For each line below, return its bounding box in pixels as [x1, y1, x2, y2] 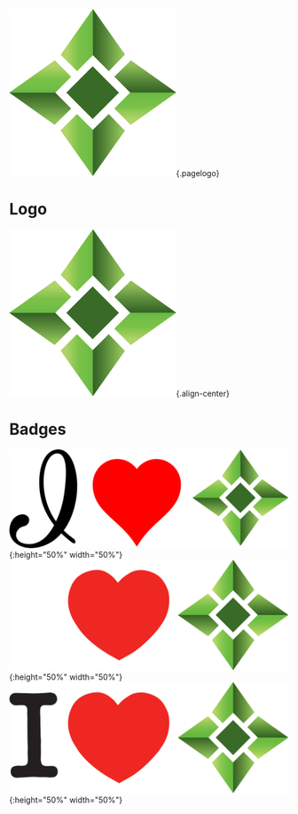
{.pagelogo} [176, 168, 220, 178]
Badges [9, 419, 67, 439]
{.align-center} [176, 388, 231, 399]
